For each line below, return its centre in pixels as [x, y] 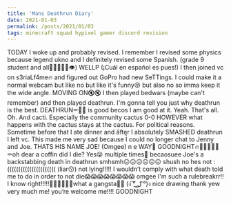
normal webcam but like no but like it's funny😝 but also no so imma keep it [114, 85]
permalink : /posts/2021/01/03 [51, 26]
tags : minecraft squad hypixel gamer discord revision [88, 33]
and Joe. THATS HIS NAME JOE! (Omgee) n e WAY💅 [82, 147]
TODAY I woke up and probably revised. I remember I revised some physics [114, 52]
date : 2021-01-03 [32, 20]
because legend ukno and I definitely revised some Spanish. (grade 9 [106, 60]
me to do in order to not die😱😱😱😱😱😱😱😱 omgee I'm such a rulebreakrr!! [115, 176]
